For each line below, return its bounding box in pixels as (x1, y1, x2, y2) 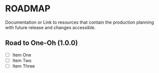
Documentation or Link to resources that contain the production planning (5, 19, 154, 25)
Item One (12, 52, 31, 58)
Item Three (12, 63, 35, 69)
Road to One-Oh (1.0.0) (5, 39, 78, 47)
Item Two (12, 57, 32, 63)
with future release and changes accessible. (5, 24, 96, 30)
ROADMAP (5, 3, 51, 14)
